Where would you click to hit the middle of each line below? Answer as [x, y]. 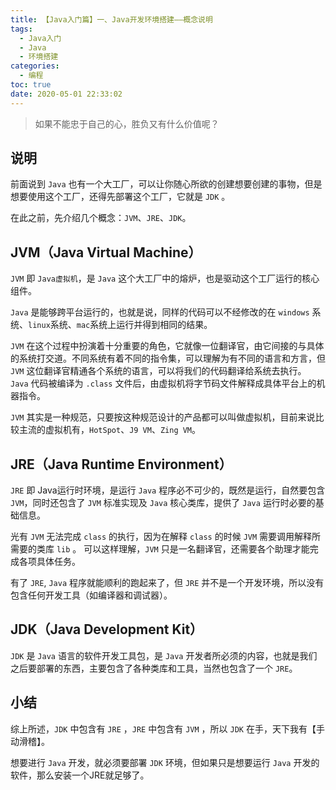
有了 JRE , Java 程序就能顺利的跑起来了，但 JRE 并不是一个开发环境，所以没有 [167, 583]
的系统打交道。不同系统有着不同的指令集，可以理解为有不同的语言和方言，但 [168, 358]
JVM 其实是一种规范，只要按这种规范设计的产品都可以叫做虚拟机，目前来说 [163, 417]
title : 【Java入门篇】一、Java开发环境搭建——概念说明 [111, 19]
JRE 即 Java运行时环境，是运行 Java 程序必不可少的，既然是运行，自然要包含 [168, 490]
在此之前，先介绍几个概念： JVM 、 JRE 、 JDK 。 [101, 218]
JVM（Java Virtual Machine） [106, 252]
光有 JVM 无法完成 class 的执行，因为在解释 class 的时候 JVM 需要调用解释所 [166, 537]
